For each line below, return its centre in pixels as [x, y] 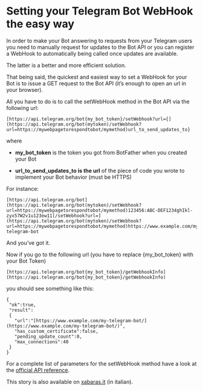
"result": [21, 310]
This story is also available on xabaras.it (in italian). [70, 381]
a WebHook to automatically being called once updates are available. [92, 53]
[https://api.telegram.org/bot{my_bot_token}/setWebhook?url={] [89, 119]
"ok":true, [22, 305]
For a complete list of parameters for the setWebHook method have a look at [101, 363]
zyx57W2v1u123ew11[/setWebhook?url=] [54, 216]
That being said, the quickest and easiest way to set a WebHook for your [97, 77]
